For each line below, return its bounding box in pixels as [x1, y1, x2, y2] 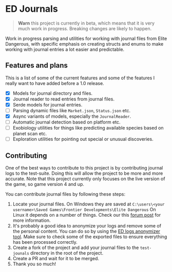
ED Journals [5, 3, 58, 15]
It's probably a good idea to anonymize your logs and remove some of [12, 223, 162, 229]
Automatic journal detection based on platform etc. [12, 119, 121, 125]
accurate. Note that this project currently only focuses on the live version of [5, 176, 165, 182]
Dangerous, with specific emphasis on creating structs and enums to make [5, 40, 164, 47]
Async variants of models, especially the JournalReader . [12, 113, 131, 119]
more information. [12, 217, 51, 223]
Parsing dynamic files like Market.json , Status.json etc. [12, 107, 131, 113]
